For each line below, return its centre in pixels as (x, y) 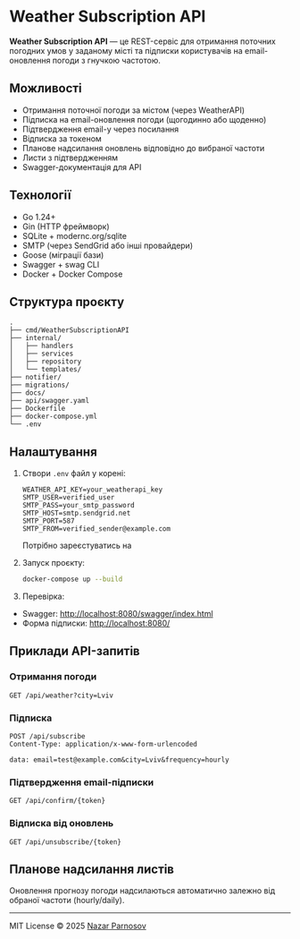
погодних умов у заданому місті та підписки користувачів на (126, 50)
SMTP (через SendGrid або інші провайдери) (108, 245)
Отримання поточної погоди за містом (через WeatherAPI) (133, 110)
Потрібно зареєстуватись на (77, 546)
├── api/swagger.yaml (50, 401)
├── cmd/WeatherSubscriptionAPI (69, 330)
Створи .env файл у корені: (74, 474)
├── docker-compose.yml (54, 417)
